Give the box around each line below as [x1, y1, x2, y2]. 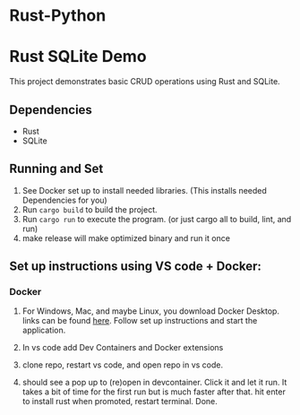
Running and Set [9, 161, 104, 177]
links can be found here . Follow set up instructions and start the [21, 316, 258, 326]
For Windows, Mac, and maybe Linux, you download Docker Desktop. [21, 306, 280, 316]
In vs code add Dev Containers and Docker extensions [21, 342, 224, 353]
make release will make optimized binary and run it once [21, 232, 231, 243]
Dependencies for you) [21, 195, 107, 205]
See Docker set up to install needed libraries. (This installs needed [21, 185, 267, 195]
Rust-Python [9, 5, 107, 26]
